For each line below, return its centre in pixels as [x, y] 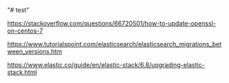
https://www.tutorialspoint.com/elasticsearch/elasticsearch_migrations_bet [114, 44]
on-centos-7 [25, 31]
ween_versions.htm [35, 52]
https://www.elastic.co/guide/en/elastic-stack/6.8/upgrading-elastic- [106, 65]
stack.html [22, 72]
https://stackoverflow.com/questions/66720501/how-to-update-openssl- [112, 23]
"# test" [18, 10]
